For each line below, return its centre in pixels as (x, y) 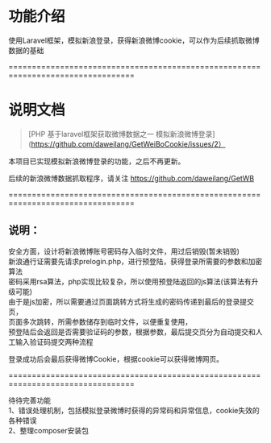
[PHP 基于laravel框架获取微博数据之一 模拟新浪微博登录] (121, 134)
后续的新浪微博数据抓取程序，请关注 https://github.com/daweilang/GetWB (131, 178)
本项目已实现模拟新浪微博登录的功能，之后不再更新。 (97, 161)
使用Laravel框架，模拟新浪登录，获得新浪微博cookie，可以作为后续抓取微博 (134, 40)
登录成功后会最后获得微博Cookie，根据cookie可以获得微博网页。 (116, 358)
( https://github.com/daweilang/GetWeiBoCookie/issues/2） (127, 144)
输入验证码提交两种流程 (54, 342)
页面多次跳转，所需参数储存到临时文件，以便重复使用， (100, 321)
